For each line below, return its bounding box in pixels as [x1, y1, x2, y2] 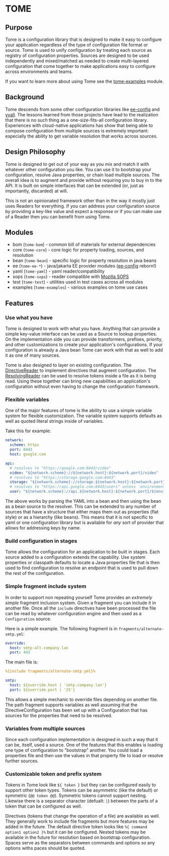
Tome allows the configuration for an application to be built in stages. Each [5, 549, 160, 555]
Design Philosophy [5, 148, 65, 156]
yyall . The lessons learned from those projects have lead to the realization [5, 111, 158, 117]
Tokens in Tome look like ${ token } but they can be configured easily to [5, 782, 156, 788]
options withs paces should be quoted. [5, 845, 86, 851]
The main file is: [5, 659, 39, 665]
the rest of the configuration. [5, 570, 65, 576]
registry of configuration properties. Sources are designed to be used [5, 52, 149, 58]
